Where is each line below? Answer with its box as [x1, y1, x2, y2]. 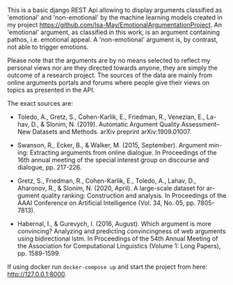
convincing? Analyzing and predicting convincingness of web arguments [17, 227, 226, 235]
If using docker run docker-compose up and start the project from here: [7, 263, 207, 270]
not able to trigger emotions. [7, 43, 89, 51]
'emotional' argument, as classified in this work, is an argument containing [7, 28, 220, 36]
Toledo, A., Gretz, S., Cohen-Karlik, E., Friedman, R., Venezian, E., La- [17, 113, 217, 121]
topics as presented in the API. [7, 86, 95, 94]
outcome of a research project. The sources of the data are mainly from [7, 71, 213, 79]
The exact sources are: [7, 99, 73, 107]
